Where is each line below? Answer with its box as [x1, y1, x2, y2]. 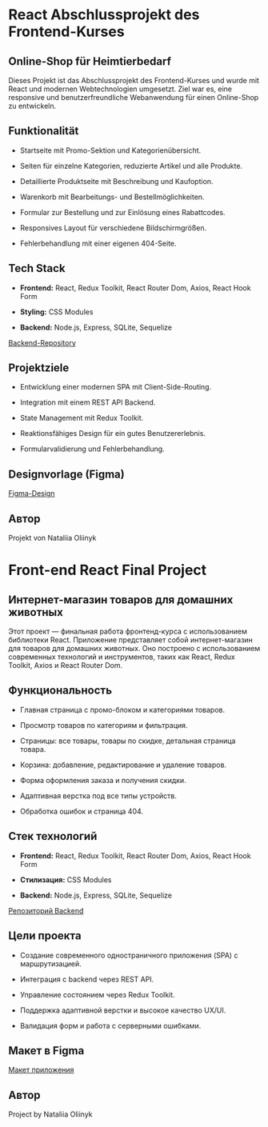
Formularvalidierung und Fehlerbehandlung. [19, 444, 166, 454]
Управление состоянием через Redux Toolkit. [19, 989, 175, 999]
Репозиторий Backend [8, 905, 84, 915]
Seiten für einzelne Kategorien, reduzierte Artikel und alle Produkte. [19, 161, 242, 170]
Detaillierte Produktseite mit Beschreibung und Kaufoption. [19, 176, 214, 186]
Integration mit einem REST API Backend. [19, 398, 156, 407]
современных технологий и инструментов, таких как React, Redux [8, 652, 236, 661]
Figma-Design [8, 489, 55, 498]
